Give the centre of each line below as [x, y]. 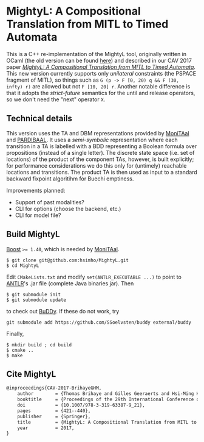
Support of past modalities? [50, 202]
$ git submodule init [34, 294]
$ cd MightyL [23, 266]
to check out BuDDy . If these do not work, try [63, 311]
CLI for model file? [38, 215]
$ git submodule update [36, 300]
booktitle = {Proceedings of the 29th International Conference [106, 400]
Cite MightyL [31, 374]
